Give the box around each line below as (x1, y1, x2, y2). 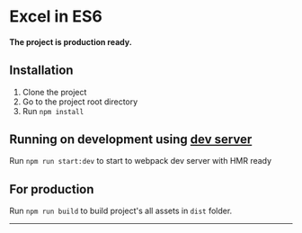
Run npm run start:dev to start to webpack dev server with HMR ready (9, 156, 272, 166)
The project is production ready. (9, 36, 132, 47)
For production (9, 182, 94, 197)
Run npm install (22, 105, 84, 116)
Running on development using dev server (9, 131, 253, 147)
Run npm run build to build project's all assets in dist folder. (9, 205, 233, 217)
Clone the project (22, 86, 87, 97)
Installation (9, 63, 74, 78)
